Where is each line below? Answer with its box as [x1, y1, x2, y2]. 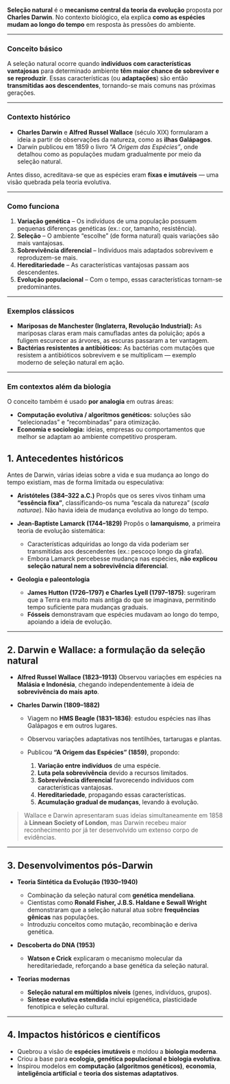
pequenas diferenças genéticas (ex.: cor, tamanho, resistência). [16, 224, 197, 232]
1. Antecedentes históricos [7, 453, 124, 464]
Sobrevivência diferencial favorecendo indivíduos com [37, 776, 194, 784]
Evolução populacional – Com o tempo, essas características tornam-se [16, 275, 222, 284]
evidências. [23, 833, 57, 842]
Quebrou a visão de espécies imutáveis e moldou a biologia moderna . [16, 1047, 218, 1055]
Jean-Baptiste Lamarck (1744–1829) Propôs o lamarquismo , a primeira [16, 519, 221, 528]
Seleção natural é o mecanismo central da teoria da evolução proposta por [7, 6, 223, 14]
